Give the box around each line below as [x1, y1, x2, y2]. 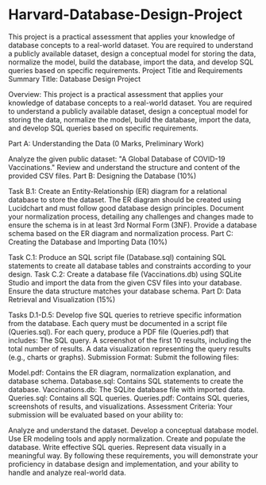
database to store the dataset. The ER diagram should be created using [8, 195, 241, 204]
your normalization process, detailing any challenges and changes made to [8, 211, 254, 221]
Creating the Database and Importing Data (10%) [8, 237, 168, 246]
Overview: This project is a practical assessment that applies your [8, 89, 224, 99]
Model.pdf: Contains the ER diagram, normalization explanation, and [8, 367, 231, 377]
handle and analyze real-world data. [8, 468, 127, 477]
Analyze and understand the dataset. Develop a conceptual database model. [8, 425, 259, 435]
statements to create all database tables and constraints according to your [8, 261, 252, 270]
